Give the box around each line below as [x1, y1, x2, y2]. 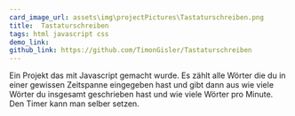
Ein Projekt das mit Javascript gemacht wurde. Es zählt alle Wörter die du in [9, 70, 286, 81]
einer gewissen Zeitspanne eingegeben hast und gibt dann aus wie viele [9, 80, 274, 90]
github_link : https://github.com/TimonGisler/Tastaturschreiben [9, 46, 252, 55]
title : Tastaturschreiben [9, 21, 109, 30]
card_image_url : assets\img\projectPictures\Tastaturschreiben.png [9, 12, 265, 22]
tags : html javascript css [9, 29, 109, 38]
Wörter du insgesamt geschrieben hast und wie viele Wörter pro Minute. [9, 89, 274, 100]
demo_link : [9, 37, 50, 47]
